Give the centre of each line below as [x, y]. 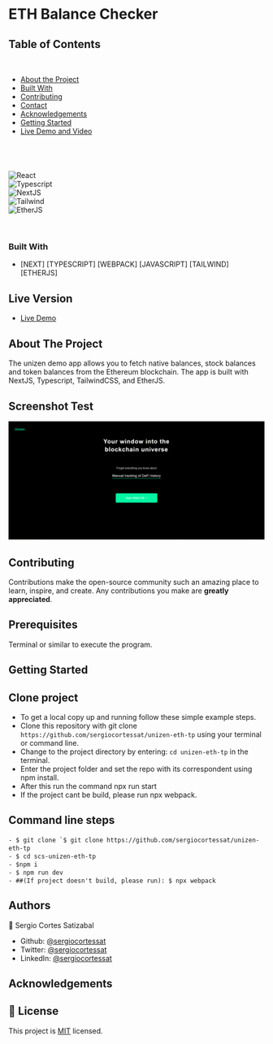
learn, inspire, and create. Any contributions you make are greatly [119, 591]
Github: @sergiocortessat [63, 941]
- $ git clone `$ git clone [56, 840]
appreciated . [30, 600]
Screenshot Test [51, 406]
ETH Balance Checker [83, 14]
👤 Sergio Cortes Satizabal [52, 925]
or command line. [50, 743]
